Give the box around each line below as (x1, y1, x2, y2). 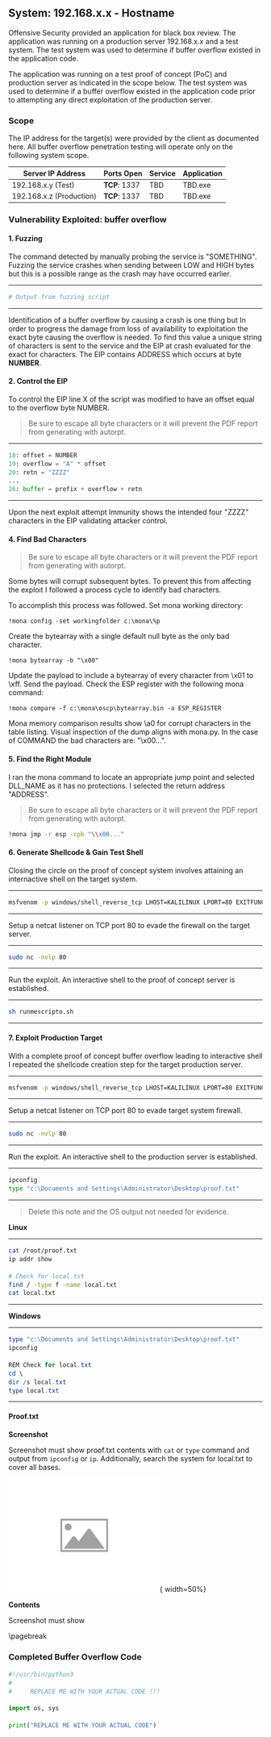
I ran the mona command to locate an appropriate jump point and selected (8, 772, 256, 781)
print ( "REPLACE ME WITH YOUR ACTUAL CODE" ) (8, 1722, 157, 1730)
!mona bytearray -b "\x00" (8, 656, 99, 664)
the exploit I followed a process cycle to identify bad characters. (8, 585, 222, 595)
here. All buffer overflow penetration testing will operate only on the (8, 142, 234, 152)
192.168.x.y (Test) (11, 180, 75, 190)
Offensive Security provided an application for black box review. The (8, 27, 236, 37)
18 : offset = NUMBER (8, 451, 78, 459)
